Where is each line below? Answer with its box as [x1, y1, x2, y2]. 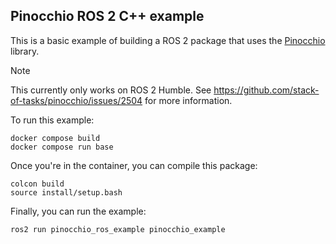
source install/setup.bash [10, 187, 123, 198]
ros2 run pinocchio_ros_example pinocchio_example [10, 224, 226, 234]
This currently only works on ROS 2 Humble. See [10, 84, 212, 96]
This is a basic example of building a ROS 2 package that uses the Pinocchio [10, 34, 326, 46]
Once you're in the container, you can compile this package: [10, 159, 258, 171]
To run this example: [10, 114, 95, 126]
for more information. [144, 94, 233, 106]
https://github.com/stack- [213, 84, 320, 96]
